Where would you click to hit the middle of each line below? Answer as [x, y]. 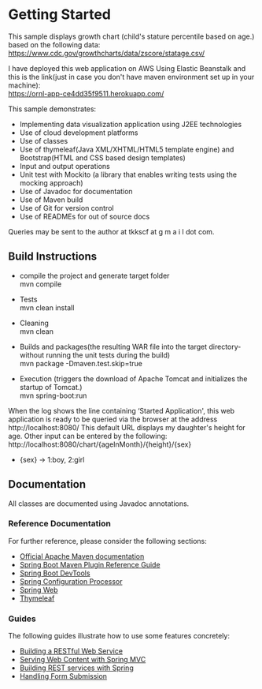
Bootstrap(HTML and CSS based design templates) [103, 157]
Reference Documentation [60, 524]
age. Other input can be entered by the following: [88, 436]
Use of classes [44, 140]
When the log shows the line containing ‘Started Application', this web [121, 410]
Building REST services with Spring [76, 668]
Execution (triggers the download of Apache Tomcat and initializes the [133, 378]
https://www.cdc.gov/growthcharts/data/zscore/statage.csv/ [107, 53]
